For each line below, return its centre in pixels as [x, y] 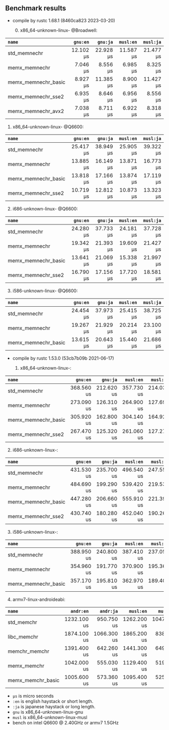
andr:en [79, 611]
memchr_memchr [28, 651]
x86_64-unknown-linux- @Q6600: [48, 127]
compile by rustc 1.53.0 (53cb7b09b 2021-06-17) [63, 358]
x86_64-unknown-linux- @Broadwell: [59, 30]
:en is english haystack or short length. [53, 701]
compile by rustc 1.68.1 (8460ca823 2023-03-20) [64, 20]
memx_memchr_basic [34, 680]
